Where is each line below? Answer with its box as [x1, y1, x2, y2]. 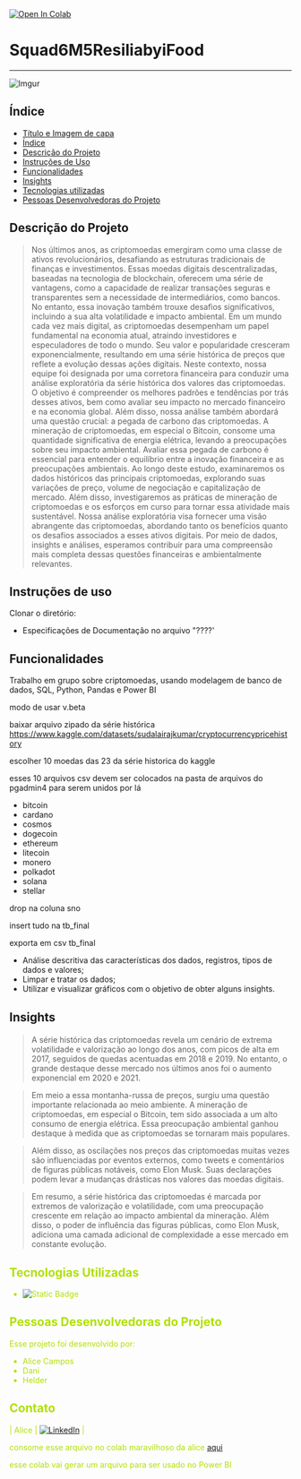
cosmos [21, 819, 52, 830]
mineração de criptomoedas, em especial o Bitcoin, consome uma [30, 425, 276, 435]
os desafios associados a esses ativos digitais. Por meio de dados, [30, 529, 279, 540]
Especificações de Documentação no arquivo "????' [21, 625, 215, 636]
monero [21, 857, 52, 868]
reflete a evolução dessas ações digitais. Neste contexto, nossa [30, 358, 267, 369]
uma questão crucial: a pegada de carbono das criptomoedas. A [30, 416, 269, 426]
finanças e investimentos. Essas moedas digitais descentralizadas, [30, 263, 278, 274]
